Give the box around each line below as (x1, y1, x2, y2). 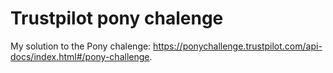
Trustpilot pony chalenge (10, 7, 224, 30)
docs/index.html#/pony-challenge (10, 50, 150, 62)
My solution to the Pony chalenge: (10, 40, 152, 52)
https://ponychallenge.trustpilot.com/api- (153, 40, 323, 52)
